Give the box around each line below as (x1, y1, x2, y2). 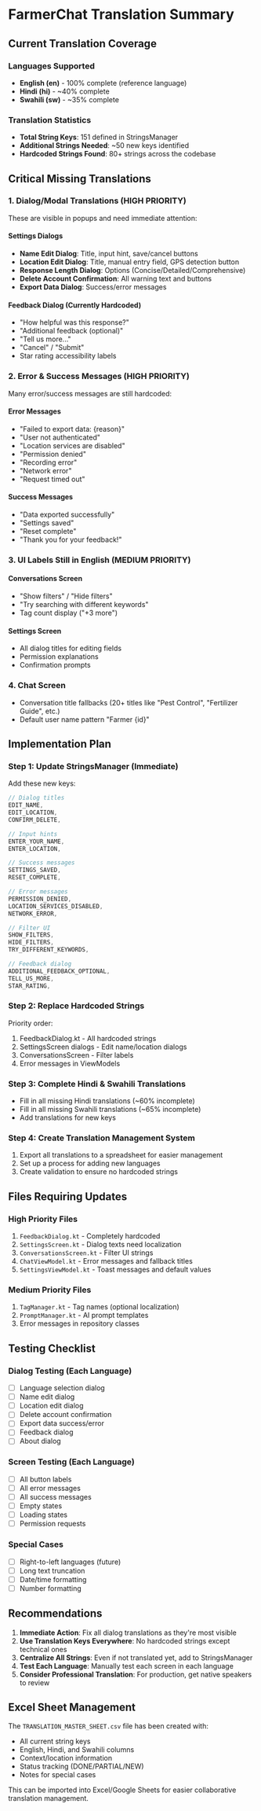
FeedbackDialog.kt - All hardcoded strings (19, 1033, 157, 1043)
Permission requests (19, 1519, 86, 1529)
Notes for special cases (19, 1770, 96, 1780)
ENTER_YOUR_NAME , (8, 837, 65, 845)
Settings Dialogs (8, 231, 63, 241)
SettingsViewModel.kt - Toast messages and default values (19, 1264, 212, 1275)
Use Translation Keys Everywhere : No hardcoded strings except (19, 1636, 230, 1645)
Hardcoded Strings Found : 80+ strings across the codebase (19, 149, 216, 159)
